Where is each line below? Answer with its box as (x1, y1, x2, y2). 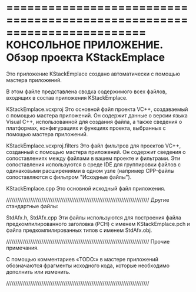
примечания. (6, 244, 39, 251)
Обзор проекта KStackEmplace (6, 51, 165, 64)
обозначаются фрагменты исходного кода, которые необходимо (6, 262, 170, 269)
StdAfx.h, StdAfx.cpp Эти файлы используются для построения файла (6, 214, 181, 221)
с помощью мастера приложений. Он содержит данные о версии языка (6, 111, 188, 119)
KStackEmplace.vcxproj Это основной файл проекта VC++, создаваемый (6, 106, 188, 113)
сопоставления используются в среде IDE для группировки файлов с (6, 160, 181, 168)
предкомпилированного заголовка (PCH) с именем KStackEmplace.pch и (6, 220, 190, 227)
